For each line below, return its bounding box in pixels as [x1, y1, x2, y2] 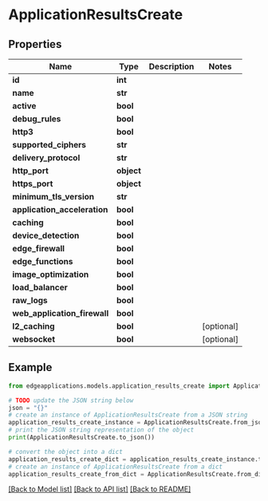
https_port [12, 178, 53, 189]
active [12, 101, 37, 111]
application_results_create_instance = [8, 419, 141, 427]
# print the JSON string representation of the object [8, 426, 195, 434]
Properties [8, 37, 62, 51]
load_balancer [12, 282, 68, 293]
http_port [12, 165, 49, 176]
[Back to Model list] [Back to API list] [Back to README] [8, 484, 191, 494]
